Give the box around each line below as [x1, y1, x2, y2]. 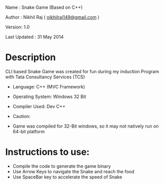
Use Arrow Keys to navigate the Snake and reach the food [12, 168, 135, 174]
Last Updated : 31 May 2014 [5, 34, 64, 40]
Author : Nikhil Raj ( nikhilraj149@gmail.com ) [5, 14, 100, 20]
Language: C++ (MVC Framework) [12, 83, 86, 89]
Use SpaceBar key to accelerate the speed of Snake [12, 174, 122, 180]
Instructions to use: [5, 146, 90, 158]
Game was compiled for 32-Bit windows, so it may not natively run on [12, 123, 159, 129]
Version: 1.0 [5, 24, 30, 30]
